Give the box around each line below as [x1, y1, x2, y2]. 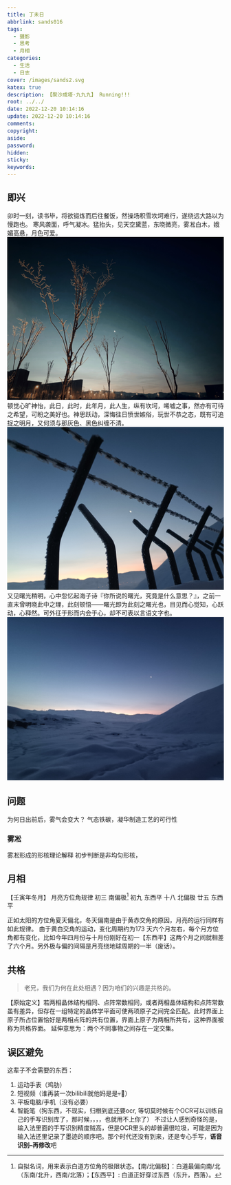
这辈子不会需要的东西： [7, 1066, 74, 1074]
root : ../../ [7, 99, 45, 105]
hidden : [7, 149, 30, 156]
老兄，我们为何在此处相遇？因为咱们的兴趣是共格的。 [23, 984, 175, 992]
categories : [7, 55, 41, 62]
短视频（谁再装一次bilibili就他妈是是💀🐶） [16, 1089, 131, 1097]
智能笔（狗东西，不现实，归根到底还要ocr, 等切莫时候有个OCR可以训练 [16, 1106, 218, 1115]
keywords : [7, 164, 36, 171]
